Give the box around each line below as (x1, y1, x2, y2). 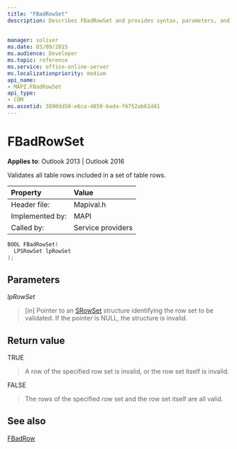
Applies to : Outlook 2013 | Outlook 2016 (7, 157, 125, 166)
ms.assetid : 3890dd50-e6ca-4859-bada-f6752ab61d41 (7, 103, 160, 110)
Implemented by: (11, 211, 67, 221)
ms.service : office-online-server (7, 63, 110, 70)
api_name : (7, 76, 37, 84)
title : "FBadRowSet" (7, 10, 69, 18)
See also (7, 415, 46, 427)
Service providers (73, 222, 133, 232)
